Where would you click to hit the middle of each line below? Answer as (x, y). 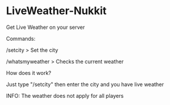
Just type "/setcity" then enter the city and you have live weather (85, 84)
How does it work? (29, 73)
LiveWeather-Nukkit (56, 11)
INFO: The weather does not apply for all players (65, 96)
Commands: (21, 38)
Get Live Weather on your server (46, 27)
